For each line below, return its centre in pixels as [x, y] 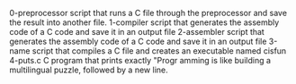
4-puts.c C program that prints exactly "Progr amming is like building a [140, 60]
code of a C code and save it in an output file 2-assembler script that [137, 32]
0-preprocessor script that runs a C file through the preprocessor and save [148, 13]
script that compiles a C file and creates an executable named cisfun [159, 51]
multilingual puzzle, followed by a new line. [89, 70]
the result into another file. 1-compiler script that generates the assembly [144, 22]
